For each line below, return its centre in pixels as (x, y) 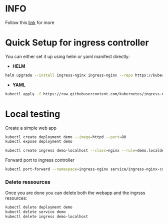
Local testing (33, 114)
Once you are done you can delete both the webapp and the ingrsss (75, 193)
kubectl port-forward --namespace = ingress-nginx (57, 169)
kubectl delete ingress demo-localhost (47, 217)
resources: (16, 198)
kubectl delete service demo (35, 212)
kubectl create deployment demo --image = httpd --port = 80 (66, 137)
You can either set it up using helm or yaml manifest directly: (67, 56)
